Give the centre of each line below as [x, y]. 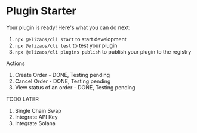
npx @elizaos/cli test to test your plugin [66, 45]
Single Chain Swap [38, 110]
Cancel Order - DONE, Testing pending [63, 81]
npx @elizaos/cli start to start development [70, 39]
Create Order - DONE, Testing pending [62, 75]
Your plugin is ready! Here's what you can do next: [68, 27]
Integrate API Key [36, 117]
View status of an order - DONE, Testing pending [75, 87]
